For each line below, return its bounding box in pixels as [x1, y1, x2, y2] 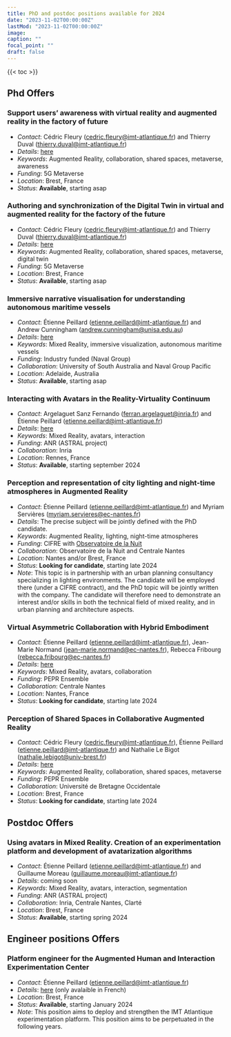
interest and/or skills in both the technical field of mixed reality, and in [17, 597, 215, 606]
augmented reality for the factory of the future [7, 210, 165, 219]
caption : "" [7, 36, 41, 43]
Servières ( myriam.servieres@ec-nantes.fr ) [17, 510, 141, 518]
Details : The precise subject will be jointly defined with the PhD [17, 517, 197, 525]
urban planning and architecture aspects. [17, 605, 134, 613]
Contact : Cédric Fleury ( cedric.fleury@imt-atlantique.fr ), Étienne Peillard [17, 738, 223, 747]
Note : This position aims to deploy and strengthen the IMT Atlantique [17, 1007, 213, 1016]
